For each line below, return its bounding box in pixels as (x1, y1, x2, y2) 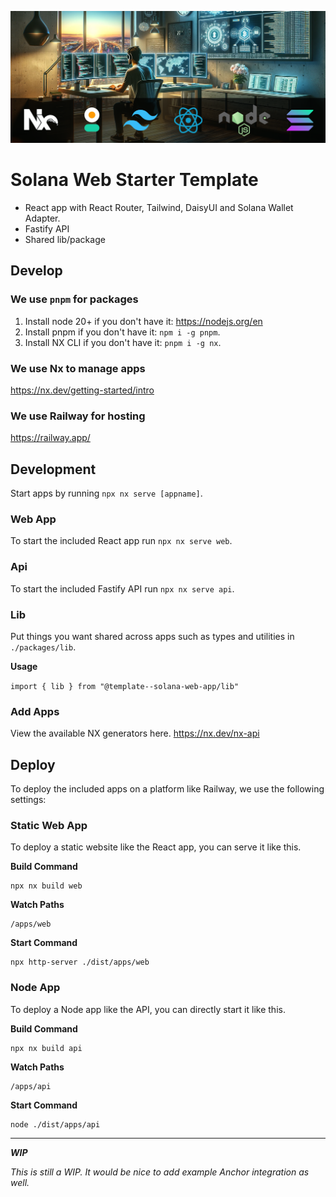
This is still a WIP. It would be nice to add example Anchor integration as (10, 1166, 310, 1178)
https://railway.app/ (10, 432, 91, 444)
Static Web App (10, 819, 88, 833)
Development (10, 461, 97, 478)
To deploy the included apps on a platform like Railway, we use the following (10, 783, 325, 795)
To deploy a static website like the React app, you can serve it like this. (10, 841, 302, 853)
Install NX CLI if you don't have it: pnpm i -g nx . (24, 336, 222, 348)
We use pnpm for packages (10, 292, 139, 306)
